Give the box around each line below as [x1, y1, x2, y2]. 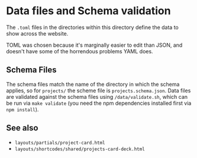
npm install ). [6, 105, 39, 113]
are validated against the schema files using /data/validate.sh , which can [6, 93, 188, 100]
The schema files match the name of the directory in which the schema [6, 80, 180, 88]
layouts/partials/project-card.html [14, 140, 105, 146]
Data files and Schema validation [6, 4, 171, 18]
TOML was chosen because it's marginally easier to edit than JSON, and [6, 41, 183, 49]
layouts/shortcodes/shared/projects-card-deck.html [14, 146, 145, 152]
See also [6, 123, 38, 133]
